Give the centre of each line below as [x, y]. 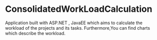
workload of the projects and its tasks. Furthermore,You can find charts [78, 28]
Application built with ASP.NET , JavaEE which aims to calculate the [74, 23]
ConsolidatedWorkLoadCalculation [79, 9]
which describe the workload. [35, 33]
